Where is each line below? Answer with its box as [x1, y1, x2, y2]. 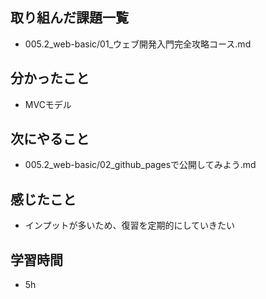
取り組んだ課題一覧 [10, 9, 129, 27]
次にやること [10, 131, 90, 148]
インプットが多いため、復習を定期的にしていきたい [24, 219, 235, 232]
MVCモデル [24, 98, 72, 110]
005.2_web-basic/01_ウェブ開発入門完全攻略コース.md [24, 38, 252, 50]
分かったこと [10, 70, 90, 87]
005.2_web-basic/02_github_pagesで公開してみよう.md [24, 159, 257, 171]
